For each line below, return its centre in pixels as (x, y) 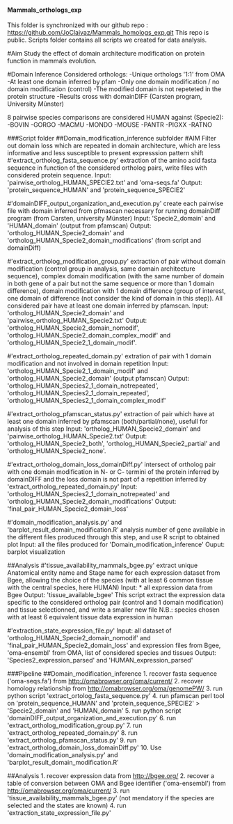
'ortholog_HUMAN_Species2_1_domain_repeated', (78, 393)
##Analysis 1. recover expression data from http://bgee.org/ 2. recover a (111, 776)
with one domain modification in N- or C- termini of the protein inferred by (113, 472)
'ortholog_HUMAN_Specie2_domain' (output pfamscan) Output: (98, 379)
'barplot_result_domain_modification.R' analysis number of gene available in (116, 530)
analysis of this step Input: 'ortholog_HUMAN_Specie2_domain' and (104, 429)
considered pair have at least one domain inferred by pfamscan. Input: (108, 306)
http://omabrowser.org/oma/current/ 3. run (69, 791)
